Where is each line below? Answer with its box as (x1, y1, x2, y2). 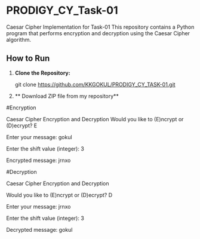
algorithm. (6, 36, 32, 43)
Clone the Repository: (14, 69, 70, 76)
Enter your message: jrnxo (6, 203, 71, 210)
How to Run (6, 53, 50, 63)
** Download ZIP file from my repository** (14, 92, 119, 99)
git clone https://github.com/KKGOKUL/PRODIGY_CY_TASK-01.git (14, 81, 176, 88)
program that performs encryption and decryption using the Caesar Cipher (6, 29, 190, 36)
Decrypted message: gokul (6, 226, 73, 233)
